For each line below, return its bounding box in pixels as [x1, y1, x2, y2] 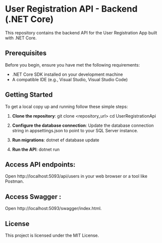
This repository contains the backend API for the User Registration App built [5, 30, 157, 35]
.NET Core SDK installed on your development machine [12, 71, 123, 77]
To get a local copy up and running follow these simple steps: [5, 104, 128, 109]
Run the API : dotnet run [12, 146, 60, 152]
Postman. [5, 178, 24, 184]
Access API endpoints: [5, 160, 76, 169]
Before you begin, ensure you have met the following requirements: [5, 62, 140, 68]
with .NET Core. [5, 35, 37, 41]
